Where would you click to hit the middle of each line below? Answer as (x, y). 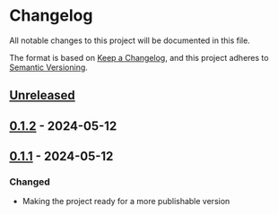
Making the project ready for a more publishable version (126, 202)
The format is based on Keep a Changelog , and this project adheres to (139, 57)
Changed (30, 182)
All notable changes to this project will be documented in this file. (130, 40)
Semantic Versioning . (48, 67)
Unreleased (43, 95)
